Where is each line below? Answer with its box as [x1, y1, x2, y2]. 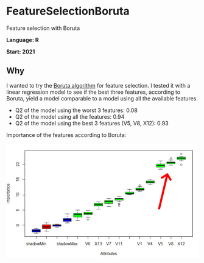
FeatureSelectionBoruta [6, 4, 130, 18]
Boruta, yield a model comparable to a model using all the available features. [6, 94, 198, 102]
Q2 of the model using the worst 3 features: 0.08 [15, 107, 138, 114]
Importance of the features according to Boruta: [6, 131, 127, 138]
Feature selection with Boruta [6, 24, 80, 32]
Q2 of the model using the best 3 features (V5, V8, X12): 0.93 [15, 119, 169, 127]
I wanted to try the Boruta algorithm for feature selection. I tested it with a [6, 82, 191, 89]
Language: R [6, 36, 39, 43]
